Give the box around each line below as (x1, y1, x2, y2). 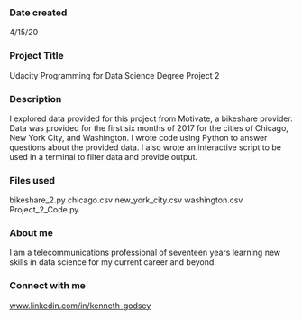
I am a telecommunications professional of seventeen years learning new (9, 247, 281, 259)
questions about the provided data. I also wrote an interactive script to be (9, 142, 282, 153)
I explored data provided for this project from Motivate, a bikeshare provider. (9, 113, 293, 124)
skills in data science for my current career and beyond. (9, 257, 216, 268)
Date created (9, 6, 68, 19)
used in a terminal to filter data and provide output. (9, 151, 198, 162)
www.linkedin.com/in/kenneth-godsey (9, 300, 151, 311)
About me (9, 227, 54, 240)
